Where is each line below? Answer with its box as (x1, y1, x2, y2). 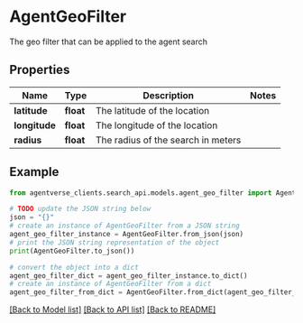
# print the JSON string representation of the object (9, 237, 220, 247)
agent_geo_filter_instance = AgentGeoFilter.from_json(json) (9, 230, 244, 239)
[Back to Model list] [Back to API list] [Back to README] (9, 304, 216, 315)
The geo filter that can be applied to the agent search (9, 36, 208, 47)
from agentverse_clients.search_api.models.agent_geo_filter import (9, 188, 272, 198)
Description (142, 88, 195, 101)
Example (9, 164, 60, 180)
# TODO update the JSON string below (9, 205, 151, 214)
